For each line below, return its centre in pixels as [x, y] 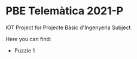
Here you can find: [28, 39]
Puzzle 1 [25, 50]
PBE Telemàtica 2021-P [65, 11]
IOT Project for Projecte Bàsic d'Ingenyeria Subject [68, 27]
